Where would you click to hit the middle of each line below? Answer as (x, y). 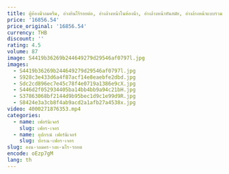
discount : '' (26, 39)
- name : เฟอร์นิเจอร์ (36, 122)
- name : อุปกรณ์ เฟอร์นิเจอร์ (45, 134)
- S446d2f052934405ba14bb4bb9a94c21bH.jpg (75, 90)
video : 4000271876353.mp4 (44, 109)
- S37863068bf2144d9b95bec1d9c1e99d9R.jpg (75, 97)
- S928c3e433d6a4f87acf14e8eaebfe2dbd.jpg (75, 77)
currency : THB (27, 33)
